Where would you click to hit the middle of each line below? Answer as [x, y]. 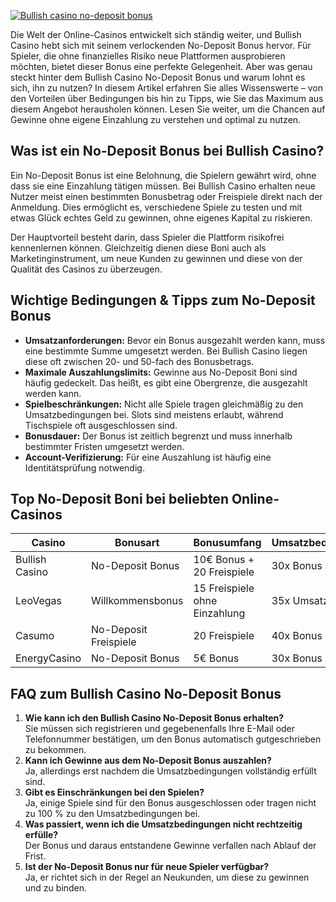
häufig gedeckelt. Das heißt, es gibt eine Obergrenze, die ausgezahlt [166, 382]
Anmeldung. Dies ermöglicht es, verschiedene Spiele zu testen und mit [156, 207]
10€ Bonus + [224, 560]
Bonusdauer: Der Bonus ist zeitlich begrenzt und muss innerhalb [158, 436]
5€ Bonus [216, 658]
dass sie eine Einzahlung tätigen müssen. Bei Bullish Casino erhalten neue [163, 186]
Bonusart [137, 543]
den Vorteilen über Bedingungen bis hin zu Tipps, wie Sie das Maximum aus [167, 98]
